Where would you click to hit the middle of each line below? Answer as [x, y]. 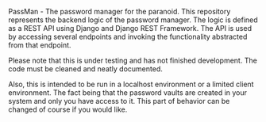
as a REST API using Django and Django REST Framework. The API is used [130, 28]
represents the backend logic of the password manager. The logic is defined [133, 20]
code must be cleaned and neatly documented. [85, 69]
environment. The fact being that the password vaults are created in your [128, 93]
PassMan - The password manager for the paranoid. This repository [120, 11]
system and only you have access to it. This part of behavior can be [119, 101]
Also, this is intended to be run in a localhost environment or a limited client [131, 84]
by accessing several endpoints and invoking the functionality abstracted [128, 36]
